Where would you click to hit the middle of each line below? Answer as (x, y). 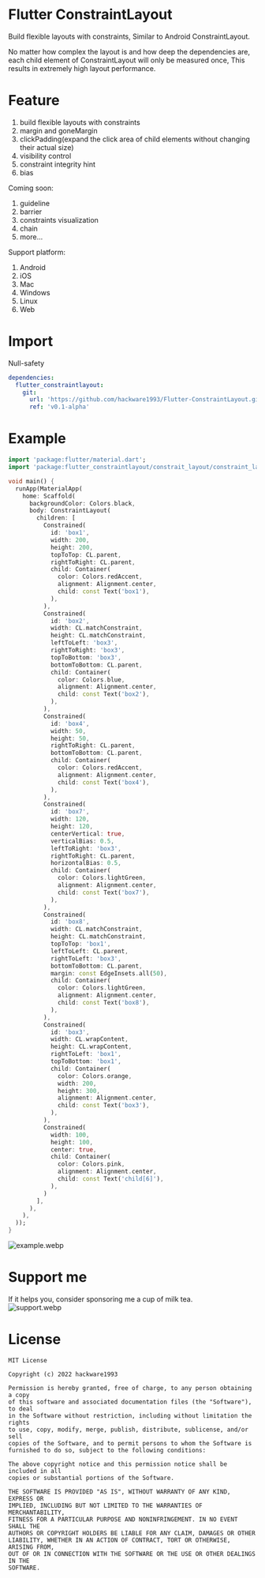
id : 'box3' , (70, 1032)
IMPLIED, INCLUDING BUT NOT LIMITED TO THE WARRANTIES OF (105, 1505)
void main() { (32, 481)
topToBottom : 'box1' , (86, 1061)
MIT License (28, 1360)
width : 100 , (70, 1135)
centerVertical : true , (88, 834)
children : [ (56, 518)
